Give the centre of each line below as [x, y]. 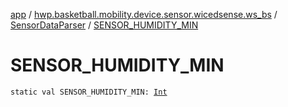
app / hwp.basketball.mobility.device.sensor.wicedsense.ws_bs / [144, 14]
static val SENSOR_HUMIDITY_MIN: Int [89, 92]
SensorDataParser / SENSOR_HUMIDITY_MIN [104, 25]
